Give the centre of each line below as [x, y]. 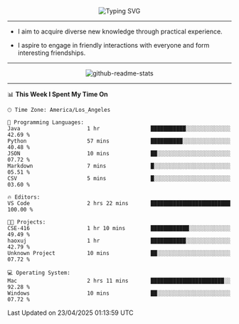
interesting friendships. [52, 53]
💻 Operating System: [39, 273]
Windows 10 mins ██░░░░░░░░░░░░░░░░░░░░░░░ [119, 293]
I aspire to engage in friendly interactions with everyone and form [113, 45]
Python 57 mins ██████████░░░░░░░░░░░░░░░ [119, 141]
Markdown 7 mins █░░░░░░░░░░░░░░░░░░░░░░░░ [119, 166]
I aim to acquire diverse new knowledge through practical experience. [120, 31]
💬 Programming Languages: [46, 122]
